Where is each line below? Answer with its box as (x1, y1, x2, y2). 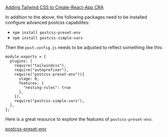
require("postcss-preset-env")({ (14, 72, 85, 77)
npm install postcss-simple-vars (12, 35, 83, 40)
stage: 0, (18, 76, 39, 81)
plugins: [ (10, 59, 33, 64)
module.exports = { (5, 54, 46, 59)
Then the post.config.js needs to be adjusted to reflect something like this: (5, 44, 163, 50)
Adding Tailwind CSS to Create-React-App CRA (5, 5, 104, 10)
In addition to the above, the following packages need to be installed (5, 14, 147, 20)
